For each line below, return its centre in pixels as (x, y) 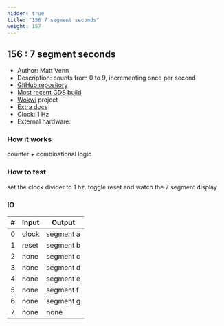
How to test (27, 172)
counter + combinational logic (49, 154)
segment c (63, 257)
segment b (63, 246)
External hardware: (44, 121)
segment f (62, 290)
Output (63, 222)
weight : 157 (24, 26)
